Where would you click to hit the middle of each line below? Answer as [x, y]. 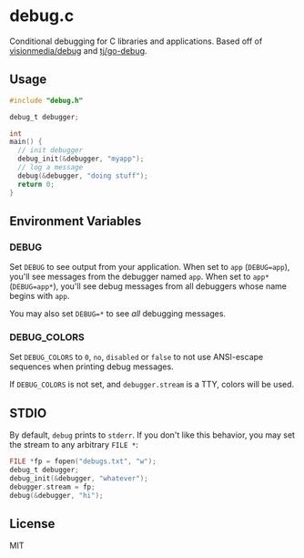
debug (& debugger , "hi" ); [56, 495]
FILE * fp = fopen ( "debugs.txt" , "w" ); [83, 461]
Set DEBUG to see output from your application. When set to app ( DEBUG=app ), [150, 267]
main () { [26, 142]
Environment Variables [76, 221]
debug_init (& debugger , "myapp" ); [81, 159]
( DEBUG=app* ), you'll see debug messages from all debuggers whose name [148, 286]
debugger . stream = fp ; [52, 487]
